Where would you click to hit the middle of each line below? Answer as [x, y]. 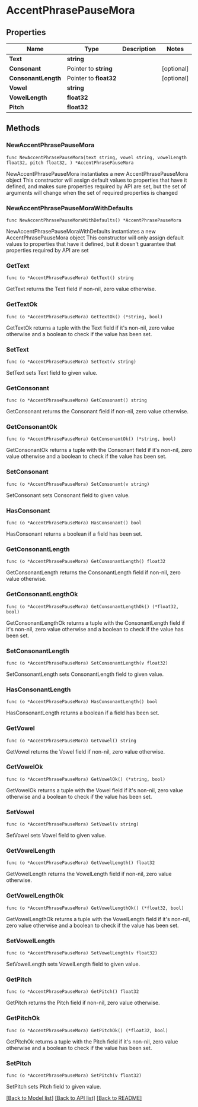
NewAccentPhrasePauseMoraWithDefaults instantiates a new [81, 231]
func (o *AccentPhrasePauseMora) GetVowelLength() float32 [81, 863]
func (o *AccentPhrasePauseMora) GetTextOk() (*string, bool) [84, 317]
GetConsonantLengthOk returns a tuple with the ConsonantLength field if [96, 623]
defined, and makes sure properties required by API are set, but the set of [96, 186]
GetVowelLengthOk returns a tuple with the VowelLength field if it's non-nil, [98, 919]
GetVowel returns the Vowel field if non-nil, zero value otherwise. [85, 751]
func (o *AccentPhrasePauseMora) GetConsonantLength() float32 [86, 562]
